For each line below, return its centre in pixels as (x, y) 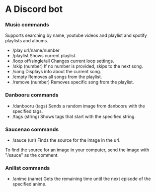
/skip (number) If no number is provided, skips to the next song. (78, 66)
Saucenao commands (32, 129)
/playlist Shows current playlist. (44, 56)
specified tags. (28, 111)
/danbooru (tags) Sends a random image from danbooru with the (78, 106)
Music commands (27, 25)
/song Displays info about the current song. (57, 72)
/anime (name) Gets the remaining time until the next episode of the (81, 179)
